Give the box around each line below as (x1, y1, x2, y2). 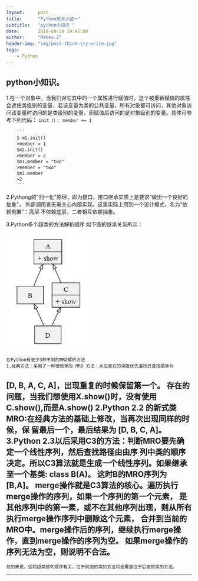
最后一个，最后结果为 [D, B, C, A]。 (38, 425, 167, 435)
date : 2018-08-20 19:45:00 (6, 28, 88, 34)
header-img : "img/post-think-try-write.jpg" (6, 41, 117, 47)
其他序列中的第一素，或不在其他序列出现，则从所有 (6, 502, 192, 512)
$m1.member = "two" (16, 159, 65, 164)
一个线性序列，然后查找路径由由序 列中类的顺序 (14, 447, 186, 457)
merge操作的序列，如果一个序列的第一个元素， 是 (6, 491, 187, 501)
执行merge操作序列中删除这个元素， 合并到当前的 (6, 514, 187, 524)
